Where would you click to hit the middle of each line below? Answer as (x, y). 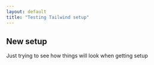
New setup (27, 41)
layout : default (26, 12)
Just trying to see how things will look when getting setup (77, 56)
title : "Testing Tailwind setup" (48, 17)
